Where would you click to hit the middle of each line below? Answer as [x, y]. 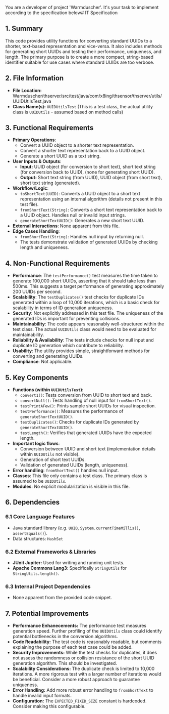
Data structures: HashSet [38, 538]
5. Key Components [37, 377]
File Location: [27, 90]
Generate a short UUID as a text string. [60, 156]
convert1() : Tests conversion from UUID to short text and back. [86, 395]
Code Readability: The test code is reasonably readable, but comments [87, 642]
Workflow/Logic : [31, 188]
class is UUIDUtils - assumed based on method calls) [68, 112]
